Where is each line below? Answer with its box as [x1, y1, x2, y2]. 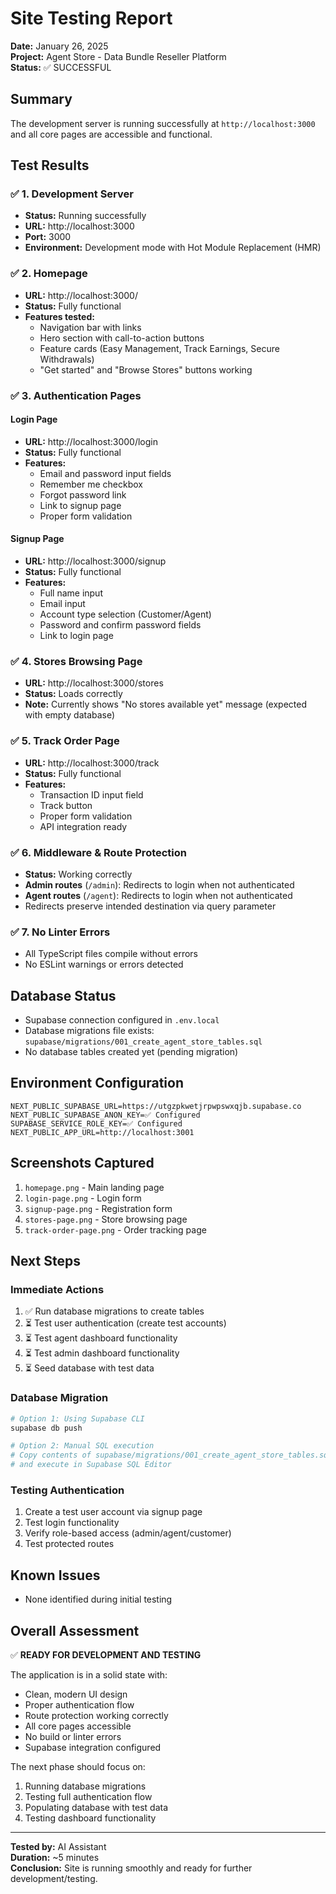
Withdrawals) [39, 353, 95, 365]
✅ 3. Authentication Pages [10, 388, 142, 402]
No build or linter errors [24, 1730, 122, 1742]
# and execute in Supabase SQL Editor [10, 1460, 172, 1470]
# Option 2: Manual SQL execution [10, 1441, 155, 1451]
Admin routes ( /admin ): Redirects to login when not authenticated [24, 878, 295, 891]
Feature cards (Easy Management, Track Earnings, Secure [39, 342, 280, 354]
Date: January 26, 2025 [10, 40, 109, 52]
